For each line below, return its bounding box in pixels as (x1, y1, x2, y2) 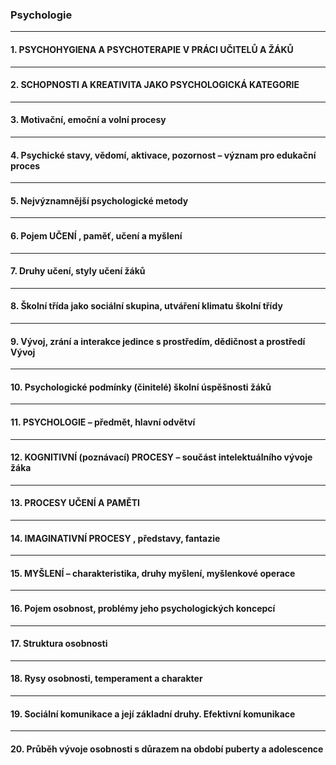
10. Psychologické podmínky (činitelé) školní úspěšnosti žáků (10, 381, 272, 393)
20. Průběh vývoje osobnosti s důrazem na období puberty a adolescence (10, 743, 324, 755)
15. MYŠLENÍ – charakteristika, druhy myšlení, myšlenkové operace (10, 567, 296, 579)
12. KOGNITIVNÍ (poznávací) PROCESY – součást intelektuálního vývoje (10, 451, 313, 463)
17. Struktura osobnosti (10, 638, 108, 650)
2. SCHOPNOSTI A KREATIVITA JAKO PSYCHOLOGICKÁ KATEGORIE (10, 79, 300, 91)
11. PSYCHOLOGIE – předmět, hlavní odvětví (10, 416, 196, 428)
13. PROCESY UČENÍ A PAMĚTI (10, 497, 140, 509)
